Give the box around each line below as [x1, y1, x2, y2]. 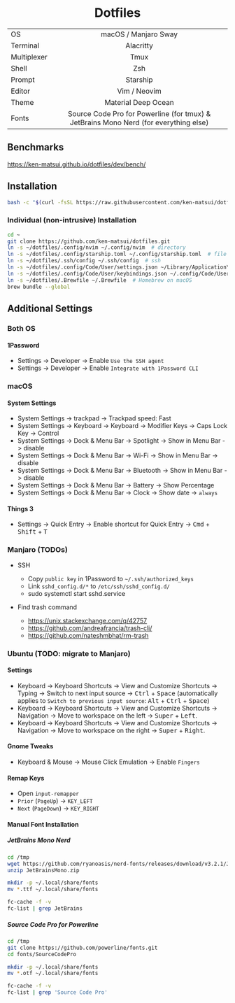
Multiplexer [10, 52, 48, 62]
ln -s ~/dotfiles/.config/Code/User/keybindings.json [7, 270, 168, 277]
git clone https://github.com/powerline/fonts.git [7, 944, 158, 951]
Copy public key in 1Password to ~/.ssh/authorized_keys [27, 574, 194, 583]
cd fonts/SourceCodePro [7, 951, 77, 958]
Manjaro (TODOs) [7, 545, 68, 555]
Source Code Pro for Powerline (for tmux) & [67, 108, 211, 118]
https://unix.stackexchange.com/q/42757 [27, 616, 148, 625]
